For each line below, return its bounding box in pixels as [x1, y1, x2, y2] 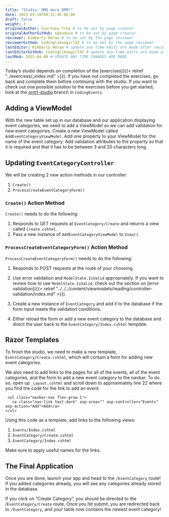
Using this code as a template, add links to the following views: [5, 417, 136, 423]
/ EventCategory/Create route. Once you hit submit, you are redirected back [5, 501, 160, 507]
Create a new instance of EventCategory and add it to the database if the [12, 300, 162, 307]
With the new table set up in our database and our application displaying [5, 117, 155, 123]
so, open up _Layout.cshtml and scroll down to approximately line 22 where [5, 380, 162, 386]
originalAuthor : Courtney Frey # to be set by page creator [5, 26, 134, 31]
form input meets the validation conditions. [12, 306, 102, 312]
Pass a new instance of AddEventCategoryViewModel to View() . [12, 231, 140, 237]
